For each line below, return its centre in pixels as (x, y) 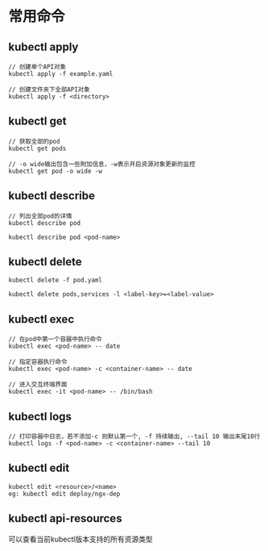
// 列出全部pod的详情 (40, 216)
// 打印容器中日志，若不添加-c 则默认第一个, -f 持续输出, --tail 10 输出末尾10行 (134, 436)
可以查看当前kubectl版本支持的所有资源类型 (80, 539)
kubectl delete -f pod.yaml (56, 280)
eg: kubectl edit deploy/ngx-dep (64, 494)
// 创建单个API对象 (37, 67)
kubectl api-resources (65, 518)
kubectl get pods (37, 148)
